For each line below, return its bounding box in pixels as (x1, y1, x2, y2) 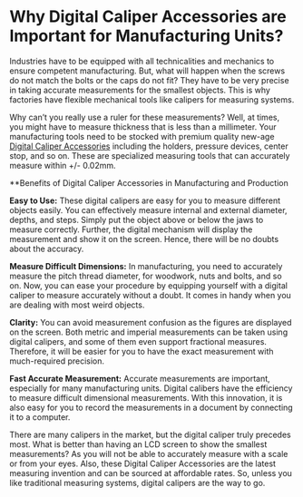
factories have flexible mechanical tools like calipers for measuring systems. (9, 93, 295, 105)
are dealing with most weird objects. (9, 299, 145, 310)
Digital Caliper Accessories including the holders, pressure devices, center (9, 141, 288, 151)
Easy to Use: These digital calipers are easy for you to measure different (9, 195, 281, 206)
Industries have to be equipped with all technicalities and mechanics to (9, 55, 275, 66)
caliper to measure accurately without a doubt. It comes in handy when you (9, 289, 292, 300)
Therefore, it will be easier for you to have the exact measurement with (9, 346, 274, 356)
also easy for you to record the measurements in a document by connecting (9, 402, 293, 413)
